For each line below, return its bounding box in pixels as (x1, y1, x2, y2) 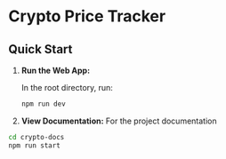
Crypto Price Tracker (8, 6, 166, 27)
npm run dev (20, 99, 66, 108)
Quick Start (8, 42, 73, 57)
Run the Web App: (20, 65, 91, 76)
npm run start (8, 140, 61, 150)
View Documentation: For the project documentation (20, 115, 217, 126)
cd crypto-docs (8, 132, 65, 141)
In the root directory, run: (20, 83, 113, 92)
